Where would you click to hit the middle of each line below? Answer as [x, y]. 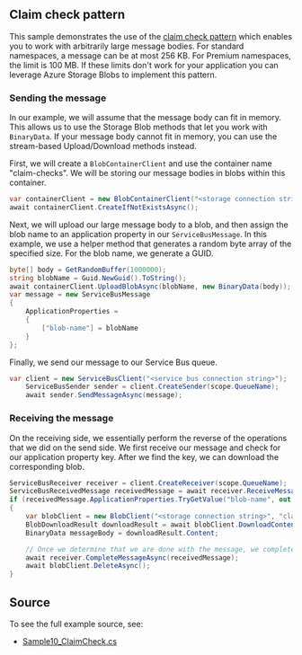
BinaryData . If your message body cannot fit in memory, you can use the [143, 137]
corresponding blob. [47, 466]
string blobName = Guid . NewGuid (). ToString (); [98, 278]
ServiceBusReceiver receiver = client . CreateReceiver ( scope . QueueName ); [148, 483]
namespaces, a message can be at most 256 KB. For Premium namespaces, [151, 55]
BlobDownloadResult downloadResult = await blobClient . [133, 525]
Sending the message [58, 98]
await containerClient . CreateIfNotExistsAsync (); [104, 207]
